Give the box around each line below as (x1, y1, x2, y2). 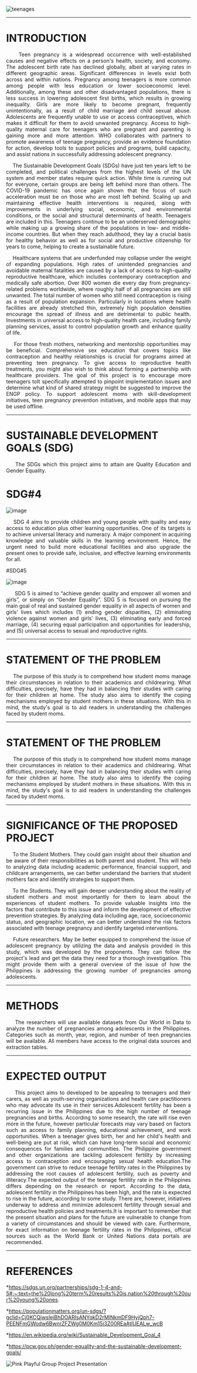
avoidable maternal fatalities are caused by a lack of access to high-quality (6, 267, 191, 274)
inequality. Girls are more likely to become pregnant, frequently (6, 100, 191, 108)
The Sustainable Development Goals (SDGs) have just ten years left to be (12, 162, 191, 169)
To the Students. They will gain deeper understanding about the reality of (12, 887, 191, 894)
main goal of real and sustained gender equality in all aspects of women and (6, 602, 191, 609)
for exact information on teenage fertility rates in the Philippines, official (6, 1226, 191, 1233)
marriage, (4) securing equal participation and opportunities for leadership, (6, 621, 191, 628)
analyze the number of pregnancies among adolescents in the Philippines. (6, 1025, 191, 1032)
